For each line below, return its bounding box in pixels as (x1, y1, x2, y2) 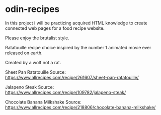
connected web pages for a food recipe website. (5, 25, 105, 31)
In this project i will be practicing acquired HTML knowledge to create (5, 20, 148, 26)
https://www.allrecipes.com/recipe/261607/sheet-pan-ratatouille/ (5, 74, 139, 80)
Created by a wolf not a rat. (5, 59, 61, 65)
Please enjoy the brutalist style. (5, 35, 70, 41)
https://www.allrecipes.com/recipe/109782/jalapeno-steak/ (5, 89, 126, 95)
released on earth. (5, 50, 43, 56)
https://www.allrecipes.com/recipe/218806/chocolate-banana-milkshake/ (5, 104, 156, 110)
